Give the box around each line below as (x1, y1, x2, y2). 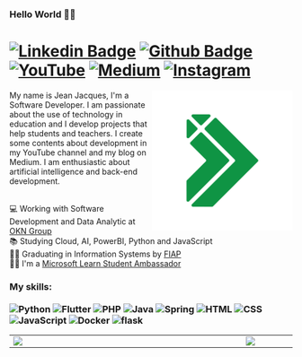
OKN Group (9, 225, 52, 236)
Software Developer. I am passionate (9, 99, 146, 110)
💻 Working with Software (9, 203, 105, 213)
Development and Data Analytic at (9, 215, 137, 227)
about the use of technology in (9, 109, 123, 119)
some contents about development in (9, 137, 147, 148)
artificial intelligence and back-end (9, 166, 138, 177)
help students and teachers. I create (9, 127, 144, 138)
